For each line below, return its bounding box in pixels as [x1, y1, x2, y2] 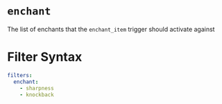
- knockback [19, 91, 54, 98]
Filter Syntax [7, 50, 83, 65]
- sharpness [19, 85, 54, 92]
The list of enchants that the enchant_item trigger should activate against [7, 25, 215, 33]
